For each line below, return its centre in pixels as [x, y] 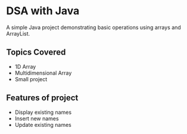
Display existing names [43, 112]
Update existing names [43, 125]
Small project [31, 79]
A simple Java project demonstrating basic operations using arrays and [94, 27]
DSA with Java [43, 11]
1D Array [25, 66]
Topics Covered [36, 52]
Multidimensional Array [43, 73]
